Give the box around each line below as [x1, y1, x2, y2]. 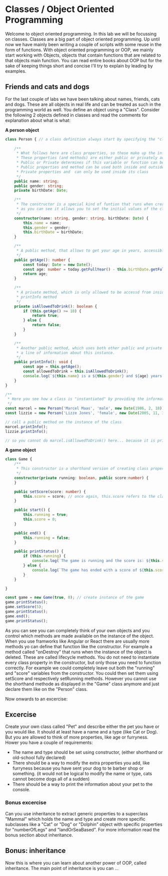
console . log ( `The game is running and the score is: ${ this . [31, 558, 162, 563]
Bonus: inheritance [5, 846, 66, 855]
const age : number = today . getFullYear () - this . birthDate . [23, 267, 151, 272]
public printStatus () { [14, 549, 64, 554]
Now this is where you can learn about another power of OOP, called [5, 859, 146, 866]
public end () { [14, 530, 46, 535]
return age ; [23, 271, 48, 276]
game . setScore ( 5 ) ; [5, 605, 43, 610]
